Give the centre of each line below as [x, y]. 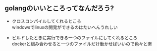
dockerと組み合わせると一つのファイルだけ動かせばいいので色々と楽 [82, 44]
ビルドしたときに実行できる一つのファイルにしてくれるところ [75, 37]
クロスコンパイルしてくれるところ [46, 21]
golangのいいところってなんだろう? [59, 8]
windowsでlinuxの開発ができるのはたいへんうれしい [65, 27]
